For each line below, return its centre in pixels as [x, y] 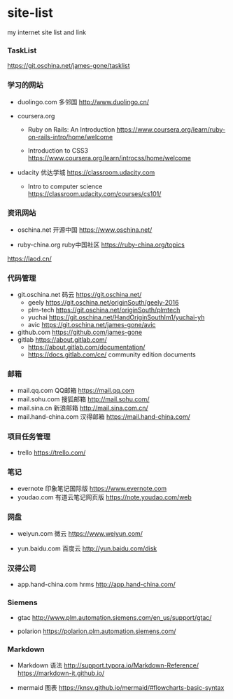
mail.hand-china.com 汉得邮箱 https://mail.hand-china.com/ [104, 417]
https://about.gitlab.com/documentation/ [86, 347]
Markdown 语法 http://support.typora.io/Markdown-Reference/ [108, 665]
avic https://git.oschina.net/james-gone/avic [92, 325]
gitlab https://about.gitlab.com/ [62, 340]
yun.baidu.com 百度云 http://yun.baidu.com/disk [87, 548]
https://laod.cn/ [30, 258]
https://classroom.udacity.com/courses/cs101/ [94, 193]
